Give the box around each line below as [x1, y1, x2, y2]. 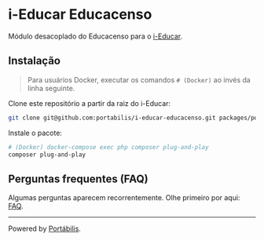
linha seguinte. [27, 83, 75, 93]
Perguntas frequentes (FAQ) [8, 172, 149, 185]
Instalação [8, 54, 61, 68]
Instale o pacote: [8, 128, 63, 137]
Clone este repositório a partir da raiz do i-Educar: [8, 98, 171, 108]
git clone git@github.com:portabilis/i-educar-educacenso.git [8, 114, 216, 122]
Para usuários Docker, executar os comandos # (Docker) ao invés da [27, 75, 251, 84]
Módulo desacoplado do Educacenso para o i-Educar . [8, 31, 183, 41]
